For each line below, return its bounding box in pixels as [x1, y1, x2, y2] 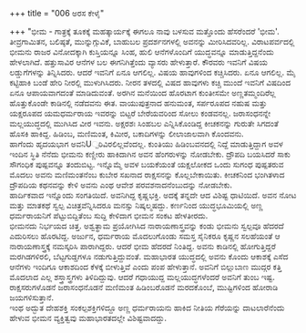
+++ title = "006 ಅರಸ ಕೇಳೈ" [9, 8, 105, 18]
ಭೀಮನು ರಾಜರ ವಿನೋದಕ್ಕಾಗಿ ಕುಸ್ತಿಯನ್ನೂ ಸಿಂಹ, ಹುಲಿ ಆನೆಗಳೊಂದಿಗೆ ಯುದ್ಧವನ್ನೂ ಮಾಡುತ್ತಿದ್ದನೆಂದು [9, 46, 275, 57]
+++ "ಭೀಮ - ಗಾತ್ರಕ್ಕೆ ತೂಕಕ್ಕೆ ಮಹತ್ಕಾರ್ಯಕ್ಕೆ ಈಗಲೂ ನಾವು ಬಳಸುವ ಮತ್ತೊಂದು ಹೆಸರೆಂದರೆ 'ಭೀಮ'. [9, 26, 280, 36]
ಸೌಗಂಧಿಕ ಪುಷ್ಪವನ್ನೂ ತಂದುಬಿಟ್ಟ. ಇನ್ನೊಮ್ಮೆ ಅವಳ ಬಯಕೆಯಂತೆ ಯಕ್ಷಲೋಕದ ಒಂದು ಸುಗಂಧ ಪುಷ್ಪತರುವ [9, 159, 284, 169]
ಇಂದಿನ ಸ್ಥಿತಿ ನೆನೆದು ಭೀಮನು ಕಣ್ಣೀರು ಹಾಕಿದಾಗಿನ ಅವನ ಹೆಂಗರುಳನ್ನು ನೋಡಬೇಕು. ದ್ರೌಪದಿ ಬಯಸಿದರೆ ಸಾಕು [9, 149, 291, 159]
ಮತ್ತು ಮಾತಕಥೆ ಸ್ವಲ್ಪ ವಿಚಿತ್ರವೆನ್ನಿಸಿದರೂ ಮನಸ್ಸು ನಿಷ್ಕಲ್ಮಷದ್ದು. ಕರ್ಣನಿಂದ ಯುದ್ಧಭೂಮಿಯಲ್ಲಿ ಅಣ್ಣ [9, 200, 264, 210]
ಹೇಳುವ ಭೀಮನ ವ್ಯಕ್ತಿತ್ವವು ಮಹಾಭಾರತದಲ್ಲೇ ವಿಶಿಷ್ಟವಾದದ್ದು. [9, 313, 167, 323]
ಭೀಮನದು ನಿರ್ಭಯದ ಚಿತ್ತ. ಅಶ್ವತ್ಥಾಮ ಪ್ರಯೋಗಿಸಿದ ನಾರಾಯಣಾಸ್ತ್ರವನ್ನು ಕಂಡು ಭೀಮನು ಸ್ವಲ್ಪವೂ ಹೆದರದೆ [9, 220, 284, 231]
